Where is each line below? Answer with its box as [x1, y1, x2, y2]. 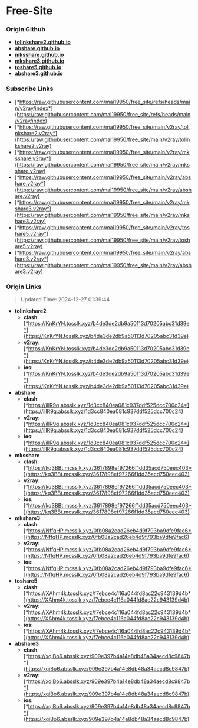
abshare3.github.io [14, 70, 63, 77]
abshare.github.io [14, 45, 60, 52]
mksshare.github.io [14, 51, 64, 58]
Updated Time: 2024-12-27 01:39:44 [20, 296, 110, 303]
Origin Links [6, 282, 42, 291]
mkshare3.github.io [14, 57, 65, 64]
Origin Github [6, 25, 46, 34]
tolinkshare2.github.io [14, 38, 71, 45]
